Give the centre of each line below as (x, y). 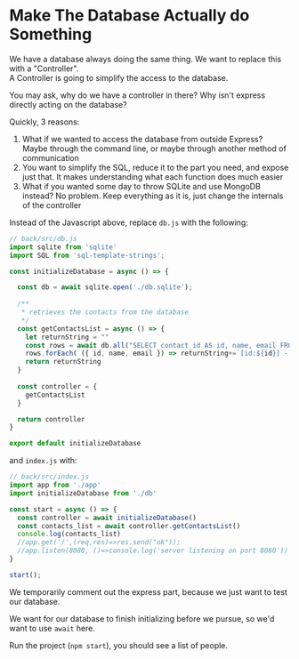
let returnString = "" (67, 337)
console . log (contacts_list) (69, 534)
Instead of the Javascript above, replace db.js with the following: (129, 222)
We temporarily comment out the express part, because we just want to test (148, 591)
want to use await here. (53, 628)
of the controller (52, 205)
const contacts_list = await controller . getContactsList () (129, 526)
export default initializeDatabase (75, 444)
